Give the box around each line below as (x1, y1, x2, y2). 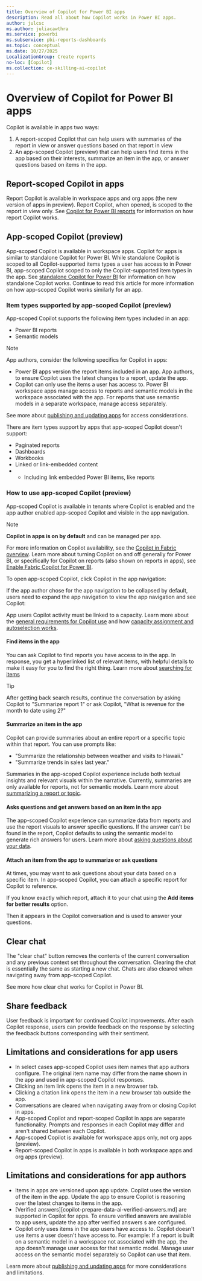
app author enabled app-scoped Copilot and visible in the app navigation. (6, 509, 189, 516)
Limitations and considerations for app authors (6, 1170, 187, 1181)
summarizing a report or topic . (6, 789, 82, 797)
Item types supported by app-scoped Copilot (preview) (6, 301, 172, 309)
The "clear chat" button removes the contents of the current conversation (6, 952, 189, 960)
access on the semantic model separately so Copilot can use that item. (14, 1251, 191, 1258)
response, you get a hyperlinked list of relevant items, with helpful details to (6, 658, 194, 665)
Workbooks (14, 454, 44, 462)
